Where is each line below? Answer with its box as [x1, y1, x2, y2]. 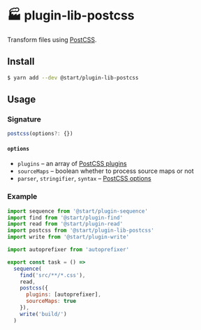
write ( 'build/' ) [20, 310, 68, 317]
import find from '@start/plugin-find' [7, 214, 124, 221]
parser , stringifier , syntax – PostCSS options [17, 174, 151, 183]
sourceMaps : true [25, 298, 77, 305]
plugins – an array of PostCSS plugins [17, 160, 127, 168]
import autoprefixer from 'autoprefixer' [7, 246, 130, 253]
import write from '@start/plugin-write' [7, 234, 130, 241]
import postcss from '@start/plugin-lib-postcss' [7, 227, 155, 234]
